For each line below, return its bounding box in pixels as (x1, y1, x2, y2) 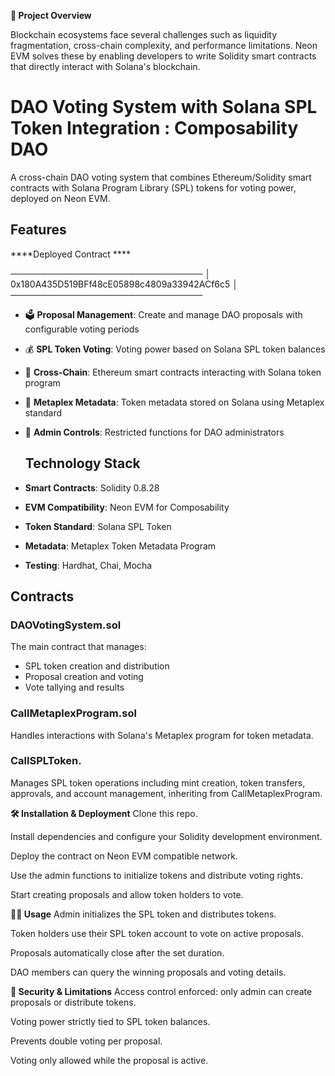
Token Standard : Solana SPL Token (24, 520, 172, 532)
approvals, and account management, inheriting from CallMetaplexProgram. (10, 787, 323, 799)
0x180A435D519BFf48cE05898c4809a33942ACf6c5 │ (10, 278, 238, 290)
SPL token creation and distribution (24, 660, 170, 672)
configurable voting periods (24, 323, 140, 335)
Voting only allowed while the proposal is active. (10, 1054, 209, 1066)
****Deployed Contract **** (10, 248, 131, 260)
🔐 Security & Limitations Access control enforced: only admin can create (10, 985, 313, 997)
